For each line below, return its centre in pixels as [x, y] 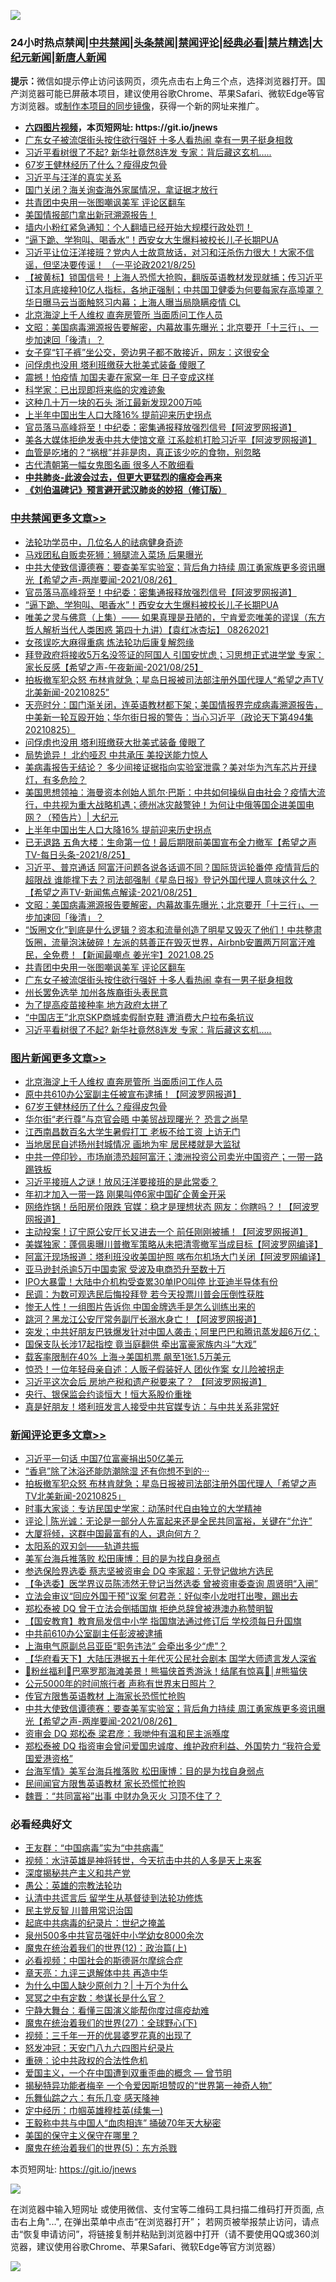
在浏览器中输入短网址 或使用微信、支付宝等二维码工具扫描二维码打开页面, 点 [167, 2209]
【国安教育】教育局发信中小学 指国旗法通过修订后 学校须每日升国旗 [163, 1621]
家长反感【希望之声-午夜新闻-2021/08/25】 [114, 667]
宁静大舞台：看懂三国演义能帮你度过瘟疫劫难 [117, 2011]
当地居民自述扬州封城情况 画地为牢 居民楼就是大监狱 [132, 1144]
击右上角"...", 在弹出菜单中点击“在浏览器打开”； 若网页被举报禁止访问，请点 [165, 2222]
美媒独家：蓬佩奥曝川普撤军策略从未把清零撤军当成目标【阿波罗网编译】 [173, 1244]
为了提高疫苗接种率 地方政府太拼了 [96, 1004]
